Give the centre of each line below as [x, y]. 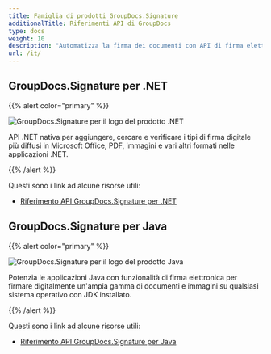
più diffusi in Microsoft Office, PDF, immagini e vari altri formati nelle [122, 145]
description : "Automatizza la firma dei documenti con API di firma [126, 46]
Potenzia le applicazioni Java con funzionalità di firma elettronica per [123, 277]
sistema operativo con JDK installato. [70, 294]
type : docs [27, 31]
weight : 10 [27, 38]
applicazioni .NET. [38, 154]
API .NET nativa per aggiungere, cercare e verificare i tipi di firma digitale [130, 137]
